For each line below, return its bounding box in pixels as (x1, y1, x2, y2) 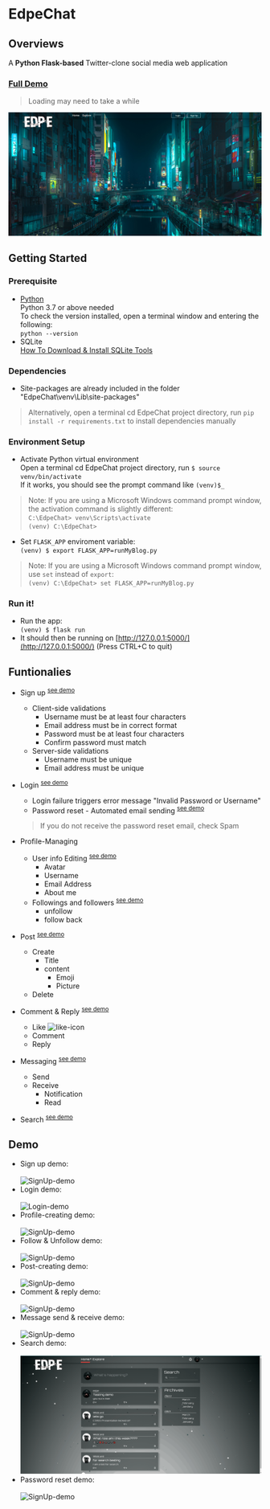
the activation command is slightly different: (27, 504, 174, 514)
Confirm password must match (43, 737, 147, 747)
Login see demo (19, 779, 68, 790)
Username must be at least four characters (43, 712, 186, 722)
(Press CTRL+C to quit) (96, 642, 173, 652)
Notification (43, 1089, 83, 1098)
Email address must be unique (43, 763, 145, 772)
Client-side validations (31, 703, 107, 713)
